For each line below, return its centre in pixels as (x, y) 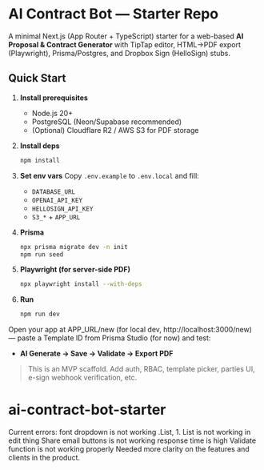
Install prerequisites (54, 98)
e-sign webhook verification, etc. (82, 378)
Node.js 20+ (52, 113)
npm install (40, 160)
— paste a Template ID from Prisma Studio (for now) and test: (110, 338)
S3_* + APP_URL (56, 216)
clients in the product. (44, 458)
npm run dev (40, 314)
